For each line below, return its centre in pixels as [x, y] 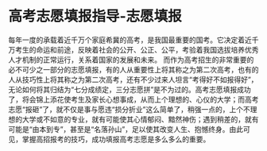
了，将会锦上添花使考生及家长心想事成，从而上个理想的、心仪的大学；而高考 [133, 99]
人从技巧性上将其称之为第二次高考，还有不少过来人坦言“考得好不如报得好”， [133, 79]
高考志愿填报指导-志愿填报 [95, 16]
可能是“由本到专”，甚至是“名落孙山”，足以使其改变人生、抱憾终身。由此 [126, 129]
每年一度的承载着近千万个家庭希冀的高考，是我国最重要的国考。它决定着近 [130, 40]
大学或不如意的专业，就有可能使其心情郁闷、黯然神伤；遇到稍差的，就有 [140, 119]
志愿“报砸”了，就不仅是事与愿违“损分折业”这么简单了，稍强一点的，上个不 [129, 109]
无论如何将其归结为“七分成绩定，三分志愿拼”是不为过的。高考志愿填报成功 [130, 89]
